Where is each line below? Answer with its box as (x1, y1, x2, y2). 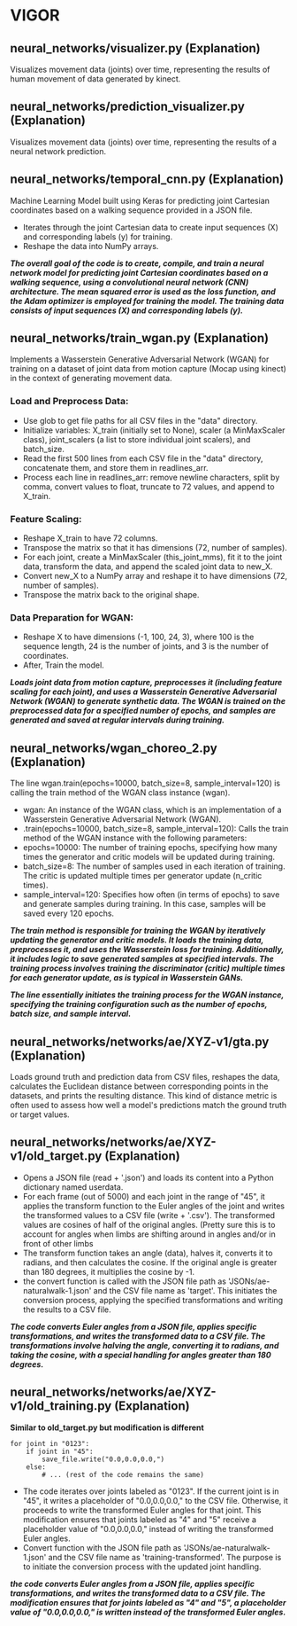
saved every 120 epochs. (22, 908, 114, 919)
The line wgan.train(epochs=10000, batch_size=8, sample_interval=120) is (10, 778, 281, 789)
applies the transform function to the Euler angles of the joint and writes (22, 1200, 286, 1211)
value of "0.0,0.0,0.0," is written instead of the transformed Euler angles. (10, 1606, 286, 1617)
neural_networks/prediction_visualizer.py (10, 99, 246, 114)
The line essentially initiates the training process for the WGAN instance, (10, 989, 285, 1000)
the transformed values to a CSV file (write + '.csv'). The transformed (22, 1209, 276, 1220)
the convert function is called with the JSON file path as (22, 1276, 226, 1286)
